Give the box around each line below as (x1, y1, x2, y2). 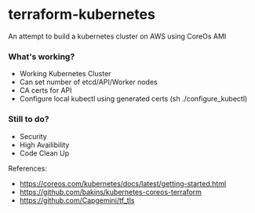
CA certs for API (19, 86, 72, 95)
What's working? (8, 51, 75, 62)
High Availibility (19, 140, 70, 149)
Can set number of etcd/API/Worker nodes (19, 77, 158, 87)
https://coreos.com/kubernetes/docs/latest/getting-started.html (19, 178, 227, 188)
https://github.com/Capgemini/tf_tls (19, 195, 135, 205)
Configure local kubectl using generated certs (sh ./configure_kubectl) (19, 94, 248, 104)
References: (8, 163, 47, 173)
